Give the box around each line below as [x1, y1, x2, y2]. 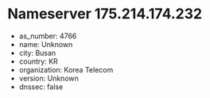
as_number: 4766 [18, 31, 77, 41]
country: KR [18, 57, 59, 66]
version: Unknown [18, 73, 79, 83]
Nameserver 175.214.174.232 [7, 5, 203, 23]
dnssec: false [18, 81, 64, 92]
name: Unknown [18, 39, 73, 49]
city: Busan [18, 48, 56, 57]
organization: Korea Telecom [18, 65, 114, 74]
